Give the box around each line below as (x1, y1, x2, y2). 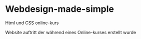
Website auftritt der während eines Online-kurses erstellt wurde (5, 29, 136, 35)
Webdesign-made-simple (5, 3, 114, 15)
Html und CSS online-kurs (5, 20, 59, 26)
